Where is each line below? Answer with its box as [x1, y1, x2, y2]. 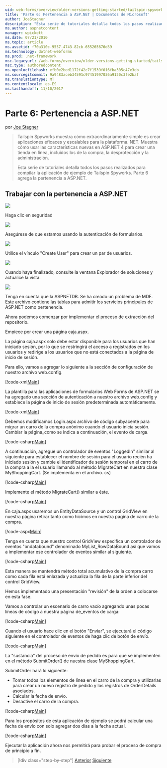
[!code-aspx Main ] [5, 529, 42, 535]
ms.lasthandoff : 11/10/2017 [5, 86, 64, 91]
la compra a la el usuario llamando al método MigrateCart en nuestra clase [5, 464, 158, 470]
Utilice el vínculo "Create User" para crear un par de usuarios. [5, 250, 132, 256]
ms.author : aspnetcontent [5, 26, 59, 31]
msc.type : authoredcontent [5, 63, 61, 68]
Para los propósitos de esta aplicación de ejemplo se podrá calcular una [5, 718, 153, 724]
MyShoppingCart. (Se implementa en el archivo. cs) [5, 470, 111, 476]
